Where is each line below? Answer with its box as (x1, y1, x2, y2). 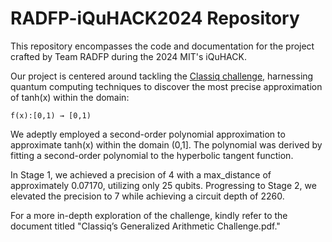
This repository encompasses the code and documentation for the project (10, 40, 315, 52)
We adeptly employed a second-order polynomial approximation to (10, 128, 286, 140)
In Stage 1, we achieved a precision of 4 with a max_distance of (10, 168, 272, 181)
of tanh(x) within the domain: (10, 91, 130, 103)
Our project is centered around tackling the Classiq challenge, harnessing (10, 70, 314, 82)
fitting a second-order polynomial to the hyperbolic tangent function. (10, 149, 294, 161)
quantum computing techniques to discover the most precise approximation (10, 80, 323, 92)
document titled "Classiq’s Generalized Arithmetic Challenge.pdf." (10, 220, 281, 232)
